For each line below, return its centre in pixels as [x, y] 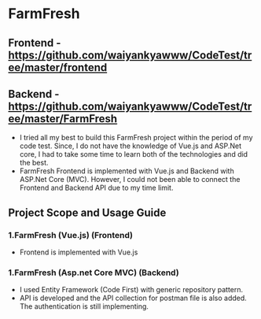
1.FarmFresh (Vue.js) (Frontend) [71, 235]
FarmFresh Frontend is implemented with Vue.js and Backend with [127, 171]
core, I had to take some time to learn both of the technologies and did [134, 154]
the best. [34, 163]
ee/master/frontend [58, 67]
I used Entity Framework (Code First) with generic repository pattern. [131, 290]
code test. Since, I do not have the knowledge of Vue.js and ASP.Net [130, 146]
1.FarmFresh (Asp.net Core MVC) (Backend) [94, 273]
